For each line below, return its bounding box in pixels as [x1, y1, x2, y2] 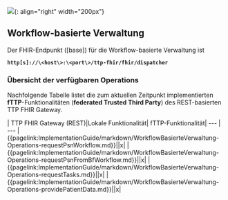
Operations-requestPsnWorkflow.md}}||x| [7, 141, 126, 149]
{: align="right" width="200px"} [14, 8, 105, 15]
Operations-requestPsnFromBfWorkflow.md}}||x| [7, 156, 146, 164]
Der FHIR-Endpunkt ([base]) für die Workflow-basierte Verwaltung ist [7, 46, 205, 54]
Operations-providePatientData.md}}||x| [7, 185, 122, 194]
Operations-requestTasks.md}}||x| [7, 170, 105, 179]
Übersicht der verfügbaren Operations [7, 75, 140, 84]
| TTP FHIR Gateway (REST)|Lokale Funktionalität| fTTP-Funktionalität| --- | [7, 119, 221, 127]
